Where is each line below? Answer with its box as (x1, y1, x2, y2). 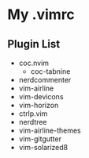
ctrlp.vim (18, 109, 48, 118)
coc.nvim (18, 58, 49, 67)
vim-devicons (18, 92, 64, 101)
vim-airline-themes (18, 125, 81, 135)
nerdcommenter (18, 75, 72, 84)
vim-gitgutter (18, 134, 62, 144)
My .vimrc (7, 6, 76, 24)
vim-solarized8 (18, 143, 69, 152)
